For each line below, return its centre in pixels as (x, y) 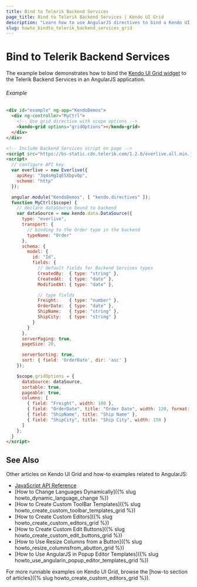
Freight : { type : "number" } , (78, 301)
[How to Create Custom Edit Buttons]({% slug (69, 529)
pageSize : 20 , (39, 344)
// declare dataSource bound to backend (67, 208)
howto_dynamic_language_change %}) (62, 498)
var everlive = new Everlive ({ (50, 170)
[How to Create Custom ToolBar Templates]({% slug (77, 504)
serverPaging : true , (47, 339)
